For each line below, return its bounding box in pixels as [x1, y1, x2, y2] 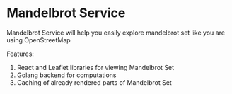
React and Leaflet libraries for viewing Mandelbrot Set [16, 63, 175, 71]
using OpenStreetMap [6, 35, 71, 44]
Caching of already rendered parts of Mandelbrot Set [16, 78, 173, 86]
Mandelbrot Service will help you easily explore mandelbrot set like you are [6, 28, 226, 37]
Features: [6, 49, 35, 58]
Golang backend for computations [16, 71, 117, 79]
